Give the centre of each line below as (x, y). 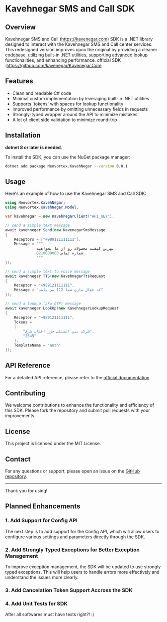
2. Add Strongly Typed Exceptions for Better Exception (73, 550)
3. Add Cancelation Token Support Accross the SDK (69, 590)
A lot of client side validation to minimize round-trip (65, 120)
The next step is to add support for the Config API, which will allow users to (83, 531)
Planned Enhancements (43, 506)
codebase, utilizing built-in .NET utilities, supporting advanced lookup (77, 55)
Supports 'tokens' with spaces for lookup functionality (68, 104)
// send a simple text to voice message (48, 271)
